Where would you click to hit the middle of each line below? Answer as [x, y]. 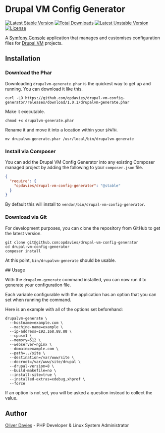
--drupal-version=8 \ [32, 366]
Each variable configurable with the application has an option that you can [81, 294]
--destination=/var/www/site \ [42, 357]
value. [11, 398]
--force [18, 383]
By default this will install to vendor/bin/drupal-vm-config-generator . [75, 204]
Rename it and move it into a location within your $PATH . [61, 129]
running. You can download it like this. [44, 89]
